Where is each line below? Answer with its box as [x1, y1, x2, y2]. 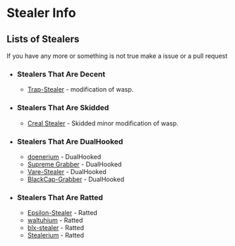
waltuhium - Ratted [27, 216, 83, 225]
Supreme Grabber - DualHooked [27, 160, 122, 168]
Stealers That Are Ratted [16, 192, 104, 202]
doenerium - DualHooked [27, 152, 102, 161]
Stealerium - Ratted [27, 231, 84, 240]
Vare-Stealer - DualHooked [27, 167, 107, 176]
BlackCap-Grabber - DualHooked [27, 175, 125, 183]
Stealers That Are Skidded [16, 103, 109, 113]
